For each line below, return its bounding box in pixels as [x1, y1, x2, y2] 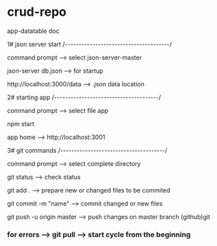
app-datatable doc [7, 27, 60, 35]
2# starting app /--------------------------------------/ [7, 93, 162, 101]
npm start [7, 119, 35, 127]
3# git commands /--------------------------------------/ [7, 146, 168, 154]
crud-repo [7, 4, 67, 20]
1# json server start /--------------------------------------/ [7, 40, 173, 48]
